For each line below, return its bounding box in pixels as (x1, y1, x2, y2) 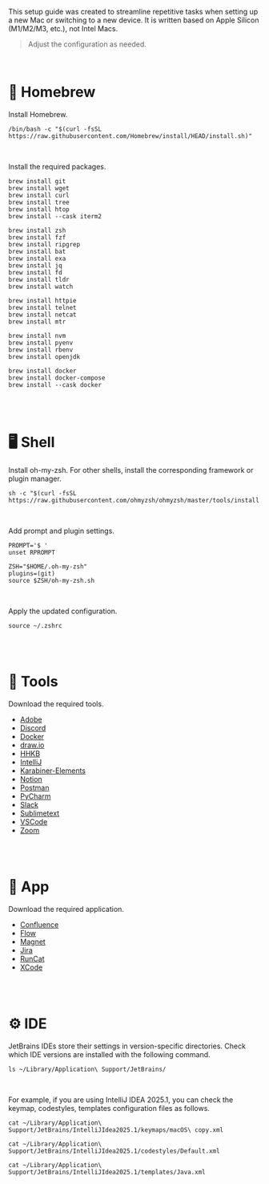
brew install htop (8, 205, 70, 214)
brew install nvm (8, 332, 66, 340)
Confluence (19, 919, 59, 930)
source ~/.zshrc (8, 621, 62, 629)
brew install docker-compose (8, 373, 106, 382)
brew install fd (8, 268, 62, 276)
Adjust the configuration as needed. (27, 39, 147, 49)
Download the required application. (8, 904, 124, 913)
